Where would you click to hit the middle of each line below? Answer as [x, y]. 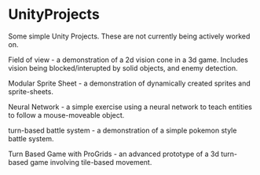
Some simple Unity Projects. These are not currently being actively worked [129, 36]
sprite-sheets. [31, 91]
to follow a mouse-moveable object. [66, 115]
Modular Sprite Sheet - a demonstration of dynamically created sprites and [130, 83]
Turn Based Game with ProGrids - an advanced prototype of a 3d [114, 154]
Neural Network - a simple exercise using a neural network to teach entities [130, 107]
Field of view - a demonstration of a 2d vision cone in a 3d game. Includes [128, 60]
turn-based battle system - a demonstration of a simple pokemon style [123, 130]
